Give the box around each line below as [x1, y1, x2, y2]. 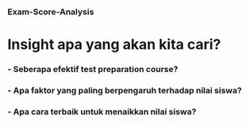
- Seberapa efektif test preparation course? [7, 64, 179, 75]
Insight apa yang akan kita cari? [7, 36, 221, 54]
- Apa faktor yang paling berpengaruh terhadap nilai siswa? [7, 85, 243, 96]
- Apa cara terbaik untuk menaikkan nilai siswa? [7, 106, 197, 117]
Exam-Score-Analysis [7, 6, 94, 17]
